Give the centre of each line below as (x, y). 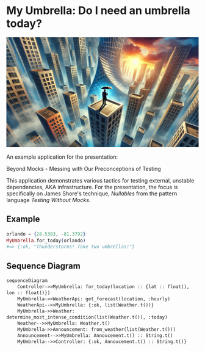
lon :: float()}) (28, 293)
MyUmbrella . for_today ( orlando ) (46, 241)
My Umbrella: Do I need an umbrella (98, 11)
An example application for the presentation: (62, 157)
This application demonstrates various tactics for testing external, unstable (100, 180)
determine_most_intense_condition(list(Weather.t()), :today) (87, 317)
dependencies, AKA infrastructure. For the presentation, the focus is (92, 187)
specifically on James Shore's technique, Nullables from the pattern (92, 194)
